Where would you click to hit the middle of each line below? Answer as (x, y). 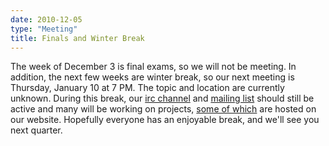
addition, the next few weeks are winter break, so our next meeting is (152, 77)
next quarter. (36, 130)
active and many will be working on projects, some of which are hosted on (163, 109)
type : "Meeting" (44, 29)
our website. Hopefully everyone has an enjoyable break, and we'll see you (165, 120)
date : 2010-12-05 (46, 19)
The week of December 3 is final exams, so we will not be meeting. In (153, 67)
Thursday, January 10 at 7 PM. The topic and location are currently (147, 88)
